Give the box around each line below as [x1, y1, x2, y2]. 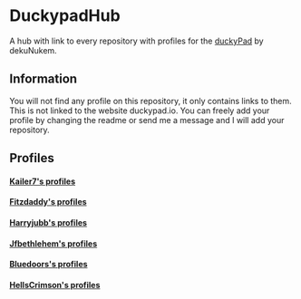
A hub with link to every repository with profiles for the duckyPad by [9, 35, 265, 46]
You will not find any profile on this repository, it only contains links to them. [9, 95, 292, 106]
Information [9, 72, 78, 87]
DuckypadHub [9, 5, 121, 26]
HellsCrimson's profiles [9, 279, 101, 290]
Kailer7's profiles [9, 176, 75, 187]
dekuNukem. [9, 44, 57, 55]
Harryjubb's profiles [9, 217, 88, 227]
